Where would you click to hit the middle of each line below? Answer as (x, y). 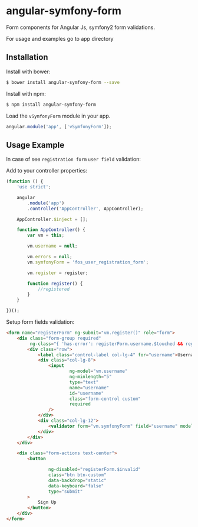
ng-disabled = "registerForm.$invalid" (95, 470)
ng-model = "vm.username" (98, 371)
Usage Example (35, 145)
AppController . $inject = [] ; (52, 219)
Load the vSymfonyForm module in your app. (58, 116)
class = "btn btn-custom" (77, 475)
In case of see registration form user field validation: (74, 159)
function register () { (55, 284)
